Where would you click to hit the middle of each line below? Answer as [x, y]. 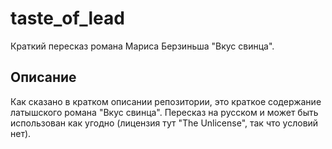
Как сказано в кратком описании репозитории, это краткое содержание [166, 101]
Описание [43, 77]
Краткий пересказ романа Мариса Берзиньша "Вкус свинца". [142, 46]
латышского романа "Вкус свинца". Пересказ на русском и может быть [164, 112]
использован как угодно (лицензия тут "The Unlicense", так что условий [164, 123]
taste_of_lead [67, 18]
